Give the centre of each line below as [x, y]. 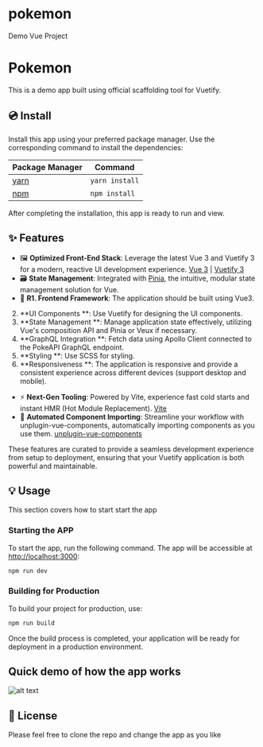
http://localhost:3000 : [44, 556]
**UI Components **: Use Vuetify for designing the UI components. [131, 313]
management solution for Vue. [69, 289]
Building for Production [54, 591]
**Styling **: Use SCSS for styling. [77, 355]
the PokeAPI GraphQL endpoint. [72, 347]
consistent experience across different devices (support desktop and [133, 372]
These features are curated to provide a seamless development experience [131, 449]
